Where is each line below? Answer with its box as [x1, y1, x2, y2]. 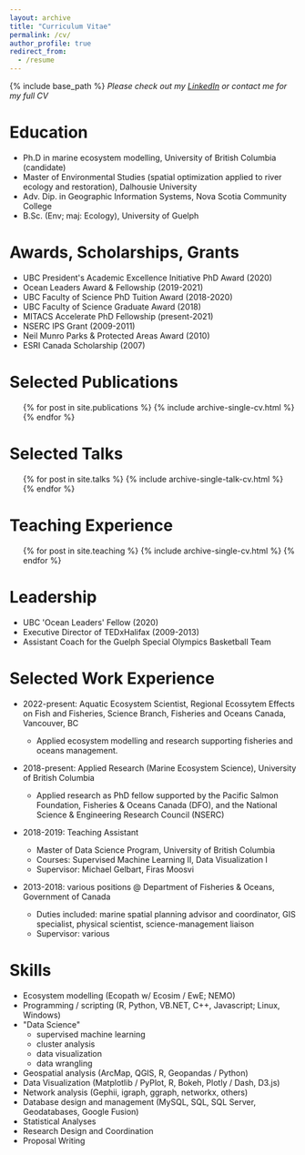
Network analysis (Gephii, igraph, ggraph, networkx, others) [22, 1087, 249, 1098]
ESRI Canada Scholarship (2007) [22, 339, 146, 350]
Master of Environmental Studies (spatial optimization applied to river [22, 171, 282, 182]
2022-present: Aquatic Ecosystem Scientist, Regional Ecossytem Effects [22, 698, 296, 709]
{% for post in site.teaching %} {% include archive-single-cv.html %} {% [22, 545, 296, 556]
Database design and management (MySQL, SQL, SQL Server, [22, 1096, 257, 1107]
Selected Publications [9, 372, 179, 392]
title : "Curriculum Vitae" [9, 22, 112, 31]
